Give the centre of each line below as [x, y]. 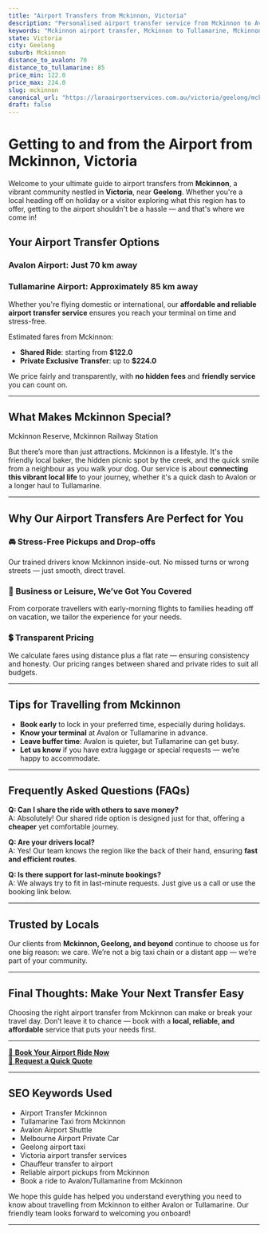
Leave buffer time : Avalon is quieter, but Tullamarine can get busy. [129, 741]
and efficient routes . [43, 859]
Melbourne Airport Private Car [69, 1138]
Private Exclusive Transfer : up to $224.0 [88, 360]
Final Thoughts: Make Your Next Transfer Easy [126, 993]
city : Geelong [32, 46]
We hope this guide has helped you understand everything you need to [125, 1196]
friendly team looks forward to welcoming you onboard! [100, 1213]
